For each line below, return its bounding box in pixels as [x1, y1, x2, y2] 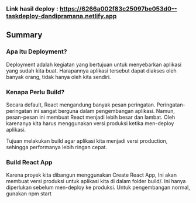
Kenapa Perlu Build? [6, 88, 65, 96]
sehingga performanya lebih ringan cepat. [6, 143, 107, 150]
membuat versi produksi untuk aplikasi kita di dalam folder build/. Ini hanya [6, 178, 186, 185]
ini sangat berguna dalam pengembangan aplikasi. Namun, [33, 107, 176, 114]
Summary [6, 30, 43, 40]
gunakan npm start [6, 190, 51, 197]
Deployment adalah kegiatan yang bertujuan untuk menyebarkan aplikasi [6, 61, 182, 68]
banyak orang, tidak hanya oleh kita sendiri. [6, 73, 111, 80]
